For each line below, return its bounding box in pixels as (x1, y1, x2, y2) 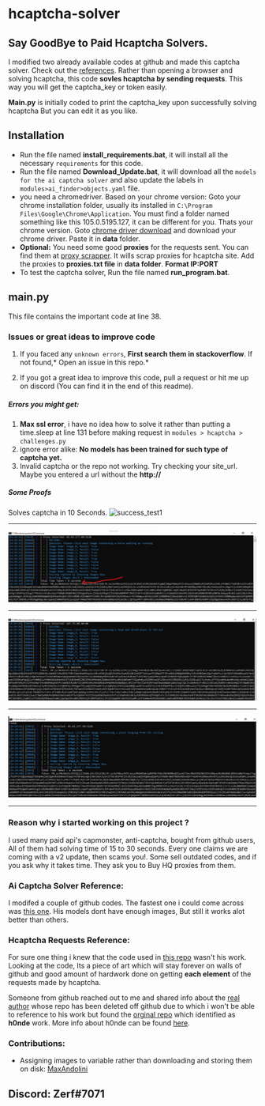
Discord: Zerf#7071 (8, 1087, 105, 1100)
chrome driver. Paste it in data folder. (19, 234, 140, 243)
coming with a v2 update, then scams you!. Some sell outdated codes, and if (8, 851, 257, 862)
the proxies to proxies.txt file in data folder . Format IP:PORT (19, 259, 218, 269)
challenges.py (19, 437, 66, 445)
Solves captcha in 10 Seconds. (8, 508, 108, 517)
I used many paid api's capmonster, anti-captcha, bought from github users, (8, 835, 256, 844)
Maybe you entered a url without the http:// (19, 470, 162, 479)
